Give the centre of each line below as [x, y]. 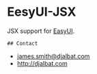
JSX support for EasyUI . [41, 31]
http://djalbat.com [42, 63]
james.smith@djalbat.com [53, 56]
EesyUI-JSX [42, 12]
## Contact [23, 43]
